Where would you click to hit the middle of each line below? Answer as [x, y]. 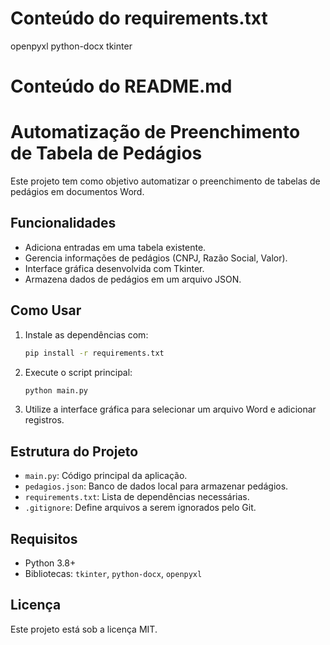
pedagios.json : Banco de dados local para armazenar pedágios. [156, 486]
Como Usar [46, 310]
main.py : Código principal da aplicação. [106, 476]
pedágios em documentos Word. [77, 192]
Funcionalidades [63, 223]
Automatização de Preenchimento [155, 132]
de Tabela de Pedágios [106, 153]
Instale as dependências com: [86, 334]
